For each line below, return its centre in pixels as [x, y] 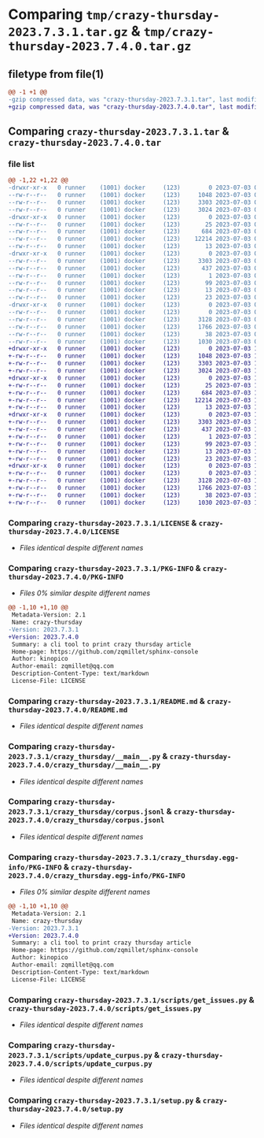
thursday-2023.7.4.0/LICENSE [64, 532]
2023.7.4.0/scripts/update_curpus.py [81, 1064]
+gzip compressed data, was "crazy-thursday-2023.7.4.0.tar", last [121, 107]
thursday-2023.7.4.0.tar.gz [100, 47]
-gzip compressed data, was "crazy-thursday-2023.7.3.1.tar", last [121, 99]
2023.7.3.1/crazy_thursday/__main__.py [84, 757]
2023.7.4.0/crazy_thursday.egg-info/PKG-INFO [97, 875]
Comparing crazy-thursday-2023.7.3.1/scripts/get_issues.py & [131, 999]
